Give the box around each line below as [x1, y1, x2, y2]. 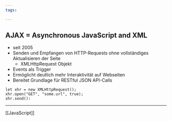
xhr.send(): [5, 96, 31, 102]
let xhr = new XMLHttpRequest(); [5, 87, 77, 92]
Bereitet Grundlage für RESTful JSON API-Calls [12, 77, 113, 84]
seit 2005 [12, 45, 33, 51]
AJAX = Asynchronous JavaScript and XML [5, 31, 147, 40]
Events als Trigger [12, 66, 51, 72]
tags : [5, 7, 17, 13]
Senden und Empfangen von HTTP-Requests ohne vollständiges [12, 50, 149, 56]
